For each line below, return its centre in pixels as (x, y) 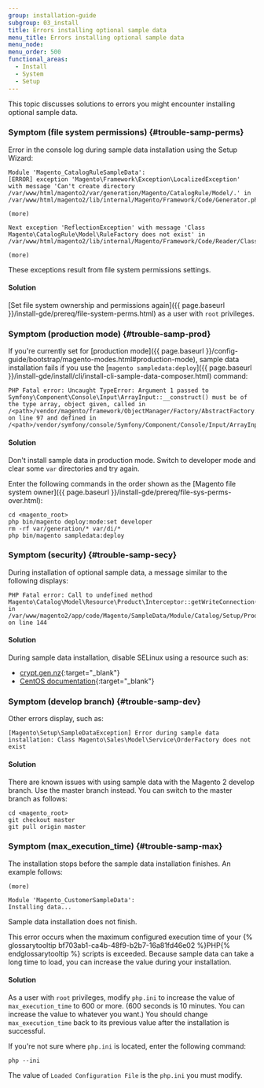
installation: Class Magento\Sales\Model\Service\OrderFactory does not (130, 740)
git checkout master (42, 820)
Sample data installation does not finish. (73, 921)
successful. (27, 1031)
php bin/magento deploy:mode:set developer (81, 522)
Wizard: (21, 157)
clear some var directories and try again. (74, 468)
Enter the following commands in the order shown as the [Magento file (122, 483)
